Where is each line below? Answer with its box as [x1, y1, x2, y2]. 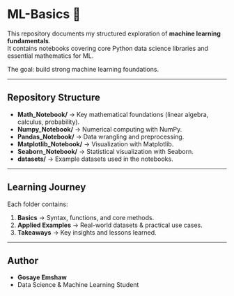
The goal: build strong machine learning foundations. [7, 65, 159, 73]
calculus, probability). [17, 118, 80, 126]
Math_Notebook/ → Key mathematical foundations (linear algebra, [17, 110, 209, 118]
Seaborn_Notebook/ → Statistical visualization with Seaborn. [17, 147, 194, 155]
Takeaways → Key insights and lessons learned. [17, 228, 157, 236]
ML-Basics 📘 [7, 6, 81, 22]
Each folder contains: [7, 200, 68, 208]
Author [7, 254, 38, 267]
